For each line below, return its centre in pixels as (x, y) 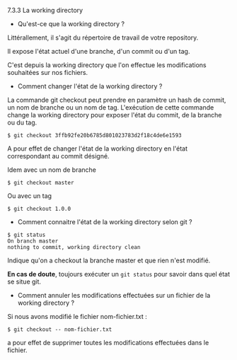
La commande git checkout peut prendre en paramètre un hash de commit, (117, 100)
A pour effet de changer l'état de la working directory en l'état (98, 149)
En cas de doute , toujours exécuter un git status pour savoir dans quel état (119, 274)
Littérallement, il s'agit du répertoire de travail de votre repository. (103, 37)
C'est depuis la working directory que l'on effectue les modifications (107, 65)
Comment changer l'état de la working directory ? (90, 86)
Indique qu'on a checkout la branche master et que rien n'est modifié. (109, 260)
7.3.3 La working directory (45, 10)
